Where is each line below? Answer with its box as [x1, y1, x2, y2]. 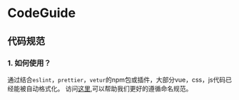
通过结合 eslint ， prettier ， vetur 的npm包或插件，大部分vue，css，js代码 [7, 75, 226, 84]
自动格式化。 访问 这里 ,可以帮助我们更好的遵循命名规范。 [26, 84, 193, 93]
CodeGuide [7, 5, 76, 21]
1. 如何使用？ [7, 58, 51, 68]
